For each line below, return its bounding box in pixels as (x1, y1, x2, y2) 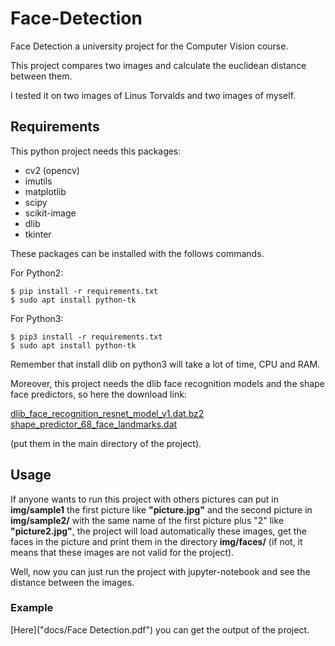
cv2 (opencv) (24, 164, 80, 176)
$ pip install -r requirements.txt (10, 286, 159, 296)
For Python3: (10, 312, 64, 324)
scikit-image (24, 207, 77, 219)
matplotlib (24, 185, 67, 197)
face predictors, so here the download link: (10, 388, 187, 400)
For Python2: (10, 267, 64, 279)
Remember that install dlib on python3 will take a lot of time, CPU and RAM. (10, 358, 321, 370)
